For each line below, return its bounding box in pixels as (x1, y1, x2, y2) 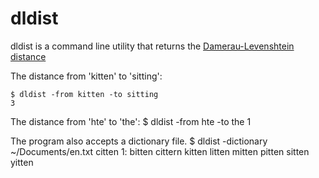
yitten (10, 156, 34, 168)
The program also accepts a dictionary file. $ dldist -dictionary (10, 135, 268, 147)
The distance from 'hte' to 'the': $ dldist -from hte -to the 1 (10, 115, 252, 127)
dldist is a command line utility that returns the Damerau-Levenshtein (10, 40, 295, 52)
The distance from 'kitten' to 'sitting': (10, 70, 163, 82)
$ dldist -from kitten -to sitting (10, 89, 159, 99)
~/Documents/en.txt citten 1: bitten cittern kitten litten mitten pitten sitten (10, 145, 310, 157)
